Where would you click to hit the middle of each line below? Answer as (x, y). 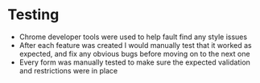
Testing (33, 15)
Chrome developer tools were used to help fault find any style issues (133, 37)
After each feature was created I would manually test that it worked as (135, 45)
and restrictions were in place (68, 70)
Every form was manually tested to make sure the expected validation (135, 62)
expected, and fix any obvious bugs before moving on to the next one (134, 53)
